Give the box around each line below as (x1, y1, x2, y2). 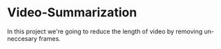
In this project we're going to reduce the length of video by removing (7, 27, 203, 35)
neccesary (7, 34, 38, 42)
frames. (39, 34, 61, 42)
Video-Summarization (7, 5, 137, 20)
